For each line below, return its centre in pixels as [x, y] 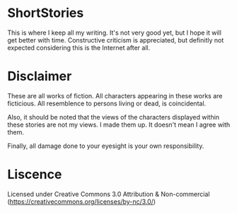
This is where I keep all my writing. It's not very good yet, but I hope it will [114, 33]
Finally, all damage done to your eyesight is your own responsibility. [106, 146]
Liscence [35, 174]
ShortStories [46, 13]
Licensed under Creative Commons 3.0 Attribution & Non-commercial [109, 194]
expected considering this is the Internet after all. [79, 47]
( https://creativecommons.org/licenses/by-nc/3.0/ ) [82, 201]
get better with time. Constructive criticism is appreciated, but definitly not [116, 40]
